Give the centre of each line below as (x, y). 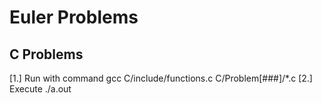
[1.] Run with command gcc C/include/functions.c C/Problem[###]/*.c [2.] (161, 78)
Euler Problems (74, 17)
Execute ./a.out (40, 89)
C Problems (46, 54)
